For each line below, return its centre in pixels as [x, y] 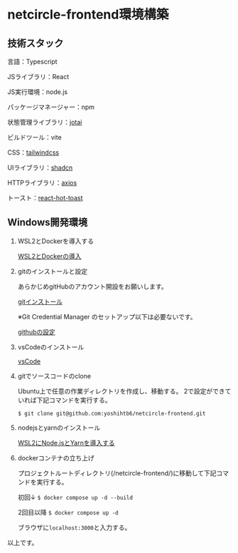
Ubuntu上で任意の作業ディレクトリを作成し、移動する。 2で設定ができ [121, 391]
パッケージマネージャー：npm [51, 107]
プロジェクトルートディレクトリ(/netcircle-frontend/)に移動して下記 [117, 473]
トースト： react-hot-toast [45, 198]
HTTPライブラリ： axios [42, 183]
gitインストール [40, 301]
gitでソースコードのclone [54, 376]
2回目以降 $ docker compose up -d [68, 512]
